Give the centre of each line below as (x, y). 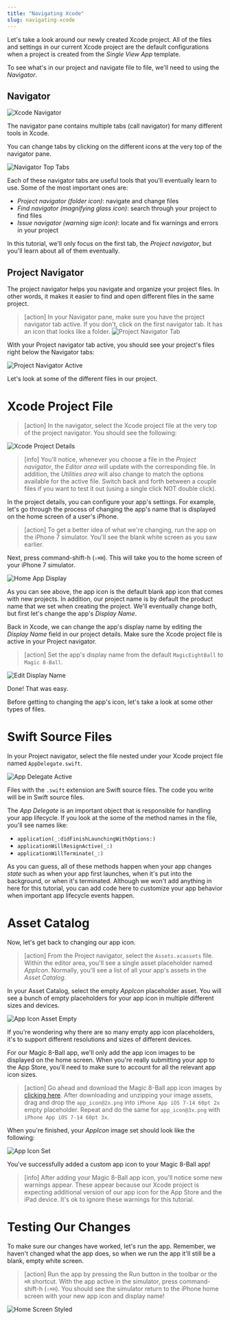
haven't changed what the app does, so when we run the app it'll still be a (112, 1253)
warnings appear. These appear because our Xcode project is (111, 1185)
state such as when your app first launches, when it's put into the (100, 874)
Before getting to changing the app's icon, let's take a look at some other (110, 702)
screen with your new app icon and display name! (94, 1296)
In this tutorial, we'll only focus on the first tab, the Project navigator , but (110, 244)
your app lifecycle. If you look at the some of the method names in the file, (112, 818)
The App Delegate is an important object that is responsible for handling (109, 810)
